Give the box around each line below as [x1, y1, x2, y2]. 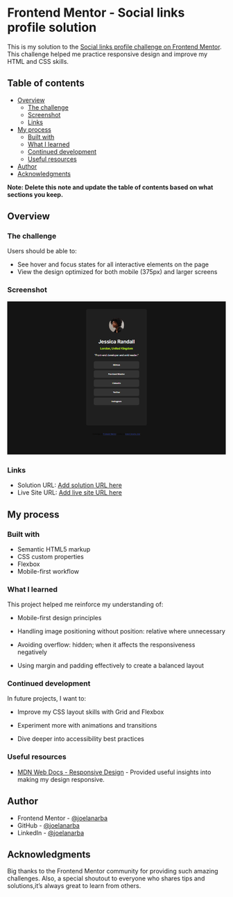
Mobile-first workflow [17, 567, 80, 575]
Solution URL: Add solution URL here [17, 481, 123, 490]
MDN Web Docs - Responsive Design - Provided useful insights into [17, 768, 212, 776]
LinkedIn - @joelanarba [17, 828, 85, 837]
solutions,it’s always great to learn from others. [7, 882, 141, 890]
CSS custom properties [17, 552, 85, 561]
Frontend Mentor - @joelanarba [17, 814, 108, 822]
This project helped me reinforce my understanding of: [7, 600, 164, 608]
